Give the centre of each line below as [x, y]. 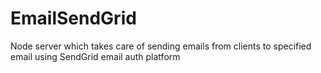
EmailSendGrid [73, 18]
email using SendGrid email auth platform [95, 56]
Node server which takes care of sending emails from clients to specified [161, 46]
